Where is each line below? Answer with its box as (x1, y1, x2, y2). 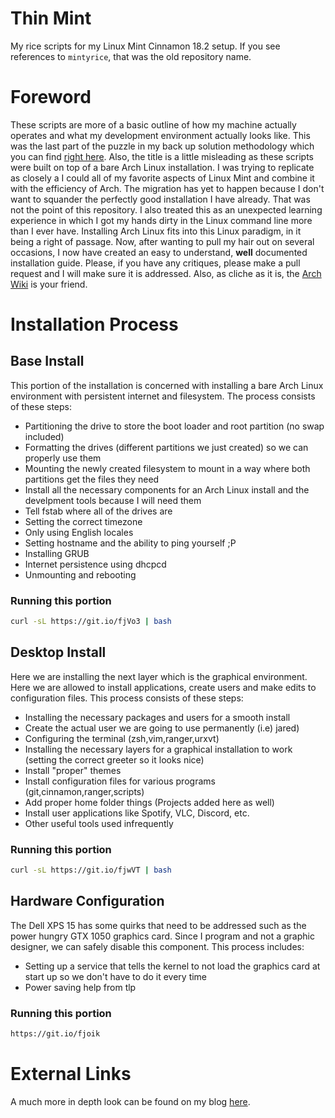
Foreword (10, 86, 92, 109)
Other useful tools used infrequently (24, 817, 174, 829)
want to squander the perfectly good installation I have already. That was (10, 193, 311, 205)
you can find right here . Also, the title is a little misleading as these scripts (10, 150, 314, 162)
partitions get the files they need (24, 473, 160, 485)
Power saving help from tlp (24, 981, 137, 993)
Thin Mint (10, 7, 92, 30)
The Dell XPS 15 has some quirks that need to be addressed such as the (10, 919, 307, 931)
